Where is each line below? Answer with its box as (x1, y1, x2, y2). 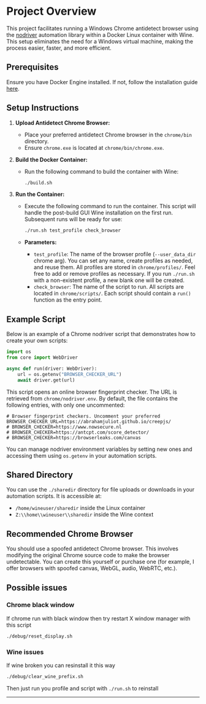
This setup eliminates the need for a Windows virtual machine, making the (6, 37, 193, 45)
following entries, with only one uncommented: (6, 401, 125, 409)
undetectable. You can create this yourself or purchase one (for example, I (6, 558, 194, 566)
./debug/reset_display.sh (6, 633, 72, 639)
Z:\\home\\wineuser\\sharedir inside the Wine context (15, 511, 154, 518)
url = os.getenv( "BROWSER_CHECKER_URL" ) (17, 371, 122, 377)
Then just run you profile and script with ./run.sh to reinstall (6, 684, 159, 692)
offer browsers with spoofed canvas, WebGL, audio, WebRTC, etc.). (6, 565, 178, 572)
